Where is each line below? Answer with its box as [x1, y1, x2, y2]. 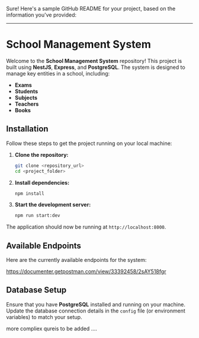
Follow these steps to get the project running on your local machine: [6, 140, 172, 147]
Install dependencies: [14, 179, 70, 186]
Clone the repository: [14, 151, 69, 158]
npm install [14, 190, 44, 197]
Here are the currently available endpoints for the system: [6, 257, 147, 264]
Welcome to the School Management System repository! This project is [6, 57, 182, 64]
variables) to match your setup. [6, 313, 82, 320]
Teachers [14, 100, 39, 108]
